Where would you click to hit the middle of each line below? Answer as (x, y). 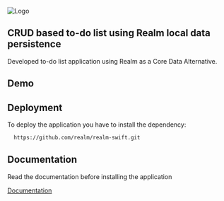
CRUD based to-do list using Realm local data (109, 33)
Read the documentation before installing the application (90, 176)
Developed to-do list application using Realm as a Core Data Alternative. (112, 61)
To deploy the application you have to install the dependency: (97, 125)
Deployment (35, 107)
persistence (34, 44)
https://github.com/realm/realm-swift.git (77, 138)
